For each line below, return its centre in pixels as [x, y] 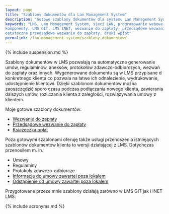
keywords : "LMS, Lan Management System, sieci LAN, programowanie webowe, [85, 24]
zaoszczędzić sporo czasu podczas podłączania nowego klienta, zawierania [84, 89]
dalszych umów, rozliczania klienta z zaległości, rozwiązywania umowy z [81, 94]
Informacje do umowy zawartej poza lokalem [59, 176]
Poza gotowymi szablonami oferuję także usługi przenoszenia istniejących [82, 139]
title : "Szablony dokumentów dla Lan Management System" [66, 15]
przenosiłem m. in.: [25, 150]
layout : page [19, 10]
